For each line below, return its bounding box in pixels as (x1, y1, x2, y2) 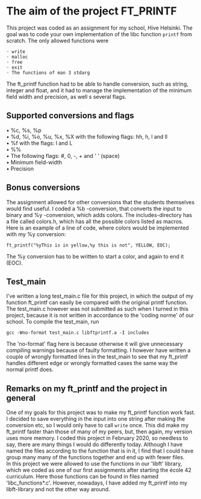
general (6, 393, 36, 403)
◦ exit (6, 64, 23, 71)
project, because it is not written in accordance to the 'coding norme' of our (6, 312, 194, 319)
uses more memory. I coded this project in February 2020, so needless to (6, 435, 188, 442)
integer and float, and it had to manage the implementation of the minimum (6, 86, 192, 94)
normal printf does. (6, 366, 54, 373)
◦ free (6, 59, 23, 65)
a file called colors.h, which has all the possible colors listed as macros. (6, 218, 184, 225)
